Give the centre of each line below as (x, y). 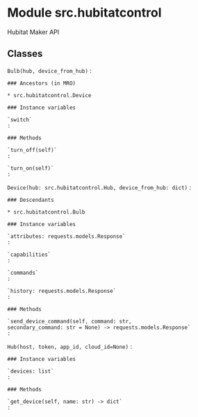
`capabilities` (29, 255)
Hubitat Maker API (33, 32)
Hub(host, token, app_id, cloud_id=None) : (70, 346)
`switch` (20, 119)
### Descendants (31, 200)
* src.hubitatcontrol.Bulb (46, 212)
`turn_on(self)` (31, 168)
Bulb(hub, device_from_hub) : (50, 70)
